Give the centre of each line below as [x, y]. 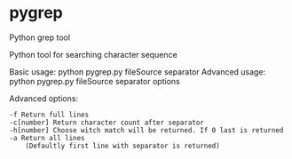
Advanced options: [43, 98]
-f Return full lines [49, 115]
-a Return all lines [47, 138]
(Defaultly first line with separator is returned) [122, 146]
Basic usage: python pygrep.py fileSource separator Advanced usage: [138, 72]
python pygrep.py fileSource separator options [95, 81]
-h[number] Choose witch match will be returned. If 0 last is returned [146, 130]
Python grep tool [40, 37]
